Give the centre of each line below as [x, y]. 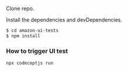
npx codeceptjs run [30, 63]
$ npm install [23, 36]
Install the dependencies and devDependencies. [64, 20]
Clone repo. [20, 8]
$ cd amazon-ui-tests [32, 30]
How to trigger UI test [37, 51]
